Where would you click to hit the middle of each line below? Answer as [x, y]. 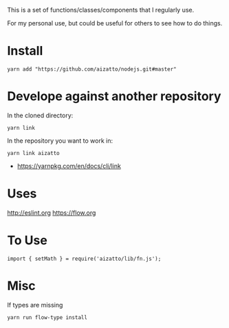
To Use [28, 240]
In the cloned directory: [40, 115]
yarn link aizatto [33, 153]
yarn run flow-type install [47, 317]
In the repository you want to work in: [60, 141]
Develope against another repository [114, 96]
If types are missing [35, 305]
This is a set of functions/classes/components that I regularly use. [101, 10]
